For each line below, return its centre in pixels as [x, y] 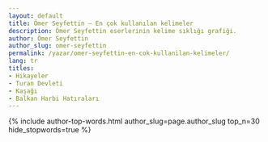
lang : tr [23, 61]
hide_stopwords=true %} [50, 130]
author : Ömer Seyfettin [49, 38]
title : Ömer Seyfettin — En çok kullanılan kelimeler [101, 23]
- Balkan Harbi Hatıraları [54, 98]
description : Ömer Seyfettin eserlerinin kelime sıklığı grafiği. [123, 31]
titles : [21, 69]
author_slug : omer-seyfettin [57, 46]
